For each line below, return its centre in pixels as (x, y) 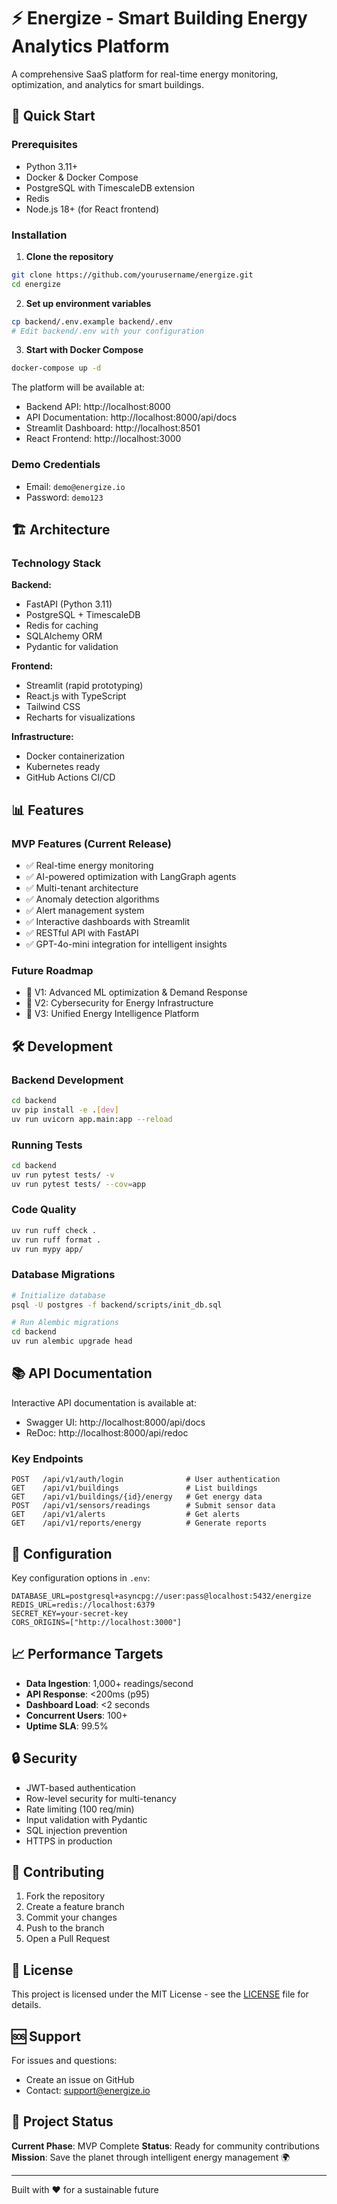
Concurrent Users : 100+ (76, 1715)
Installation (39, 235)
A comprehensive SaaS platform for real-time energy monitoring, (145, 74)
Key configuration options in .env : (81, 1578)
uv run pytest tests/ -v (63, 1175)
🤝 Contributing (58, 1872)
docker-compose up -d (56, 368)
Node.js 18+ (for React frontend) (92, 209)
